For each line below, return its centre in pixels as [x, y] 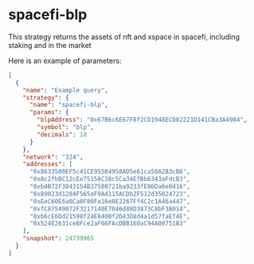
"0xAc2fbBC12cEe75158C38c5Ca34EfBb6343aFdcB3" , [110, 179]
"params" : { [49, 112]
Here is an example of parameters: [65, 61]
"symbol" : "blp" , [65, 128]
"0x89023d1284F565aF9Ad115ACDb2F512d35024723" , [110, 194]
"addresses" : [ [48, 164]
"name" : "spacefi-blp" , [69, 105]
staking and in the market [50, 45]
